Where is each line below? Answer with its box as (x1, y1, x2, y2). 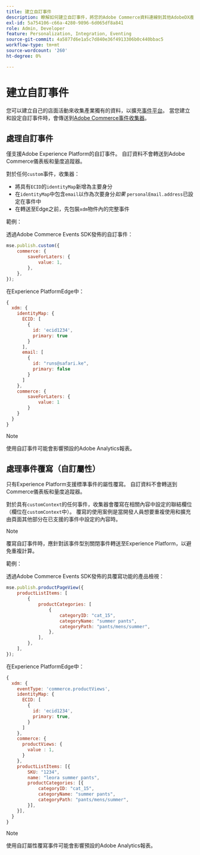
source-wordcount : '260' (6, 48, 68, 54)
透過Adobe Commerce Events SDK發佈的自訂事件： (6, 231, 133, 238)
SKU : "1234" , (27, 769, 60, 775)
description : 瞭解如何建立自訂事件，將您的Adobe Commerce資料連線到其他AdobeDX (6, 14, 190, 20)
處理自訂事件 (6, 133, 54, 143)
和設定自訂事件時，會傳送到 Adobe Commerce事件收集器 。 (6, 114, 150, 121)
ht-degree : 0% (6, 53, 42, 59)
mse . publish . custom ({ (6, 243, 60, 249)
